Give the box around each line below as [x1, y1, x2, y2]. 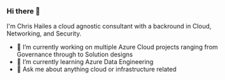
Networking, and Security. [6, 29, 82, 38]
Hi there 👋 [6, 6, 41, 16]
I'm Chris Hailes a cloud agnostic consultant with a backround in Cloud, [6, 22, 212, 31]
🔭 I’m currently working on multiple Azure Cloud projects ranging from [16, 43, 219, 51]
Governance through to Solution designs [16, 50, 133, 58]
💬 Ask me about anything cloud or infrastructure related [16, 65, 177, 74]
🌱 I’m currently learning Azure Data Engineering [16, 58, 154, 66]
